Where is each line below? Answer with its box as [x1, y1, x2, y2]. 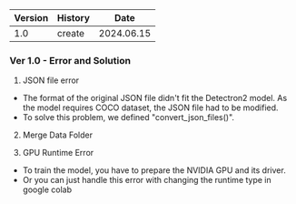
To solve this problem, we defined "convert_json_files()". [22, 112, 234, 123]
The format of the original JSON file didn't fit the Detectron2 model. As [22, 93, 288, 104]
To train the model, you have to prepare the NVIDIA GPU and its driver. [22, 165, 286, 176]
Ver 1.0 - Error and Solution [9, 54, 132, 66]
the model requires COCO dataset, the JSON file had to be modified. [22, 102, 279, 113]
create [57, 27, 84, 39]
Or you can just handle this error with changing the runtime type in [22, 175, 272, 186]
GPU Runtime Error [22, 148, 94, 158]
